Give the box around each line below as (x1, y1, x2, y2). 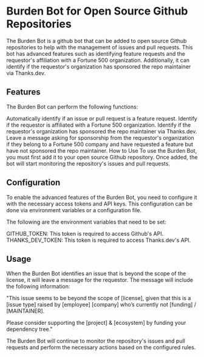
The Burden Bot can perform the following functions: (6, 103, 138, 110)
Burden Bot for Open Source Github (6, 4, 188, 18)
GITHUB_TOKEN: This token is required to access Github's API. (6, 230, 164, 237)
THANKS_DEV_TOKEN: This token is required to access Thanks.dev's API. (6, 236, 191, 244)
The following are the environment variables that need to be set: (6, 218, 167, 225)
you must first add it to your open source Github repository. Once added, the (6, 153, 198, 161)
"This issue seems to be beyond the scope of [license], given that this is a (6, 295, 191, 302)
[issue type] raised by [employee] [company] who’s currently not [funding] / (6, 301, 196, 309)
